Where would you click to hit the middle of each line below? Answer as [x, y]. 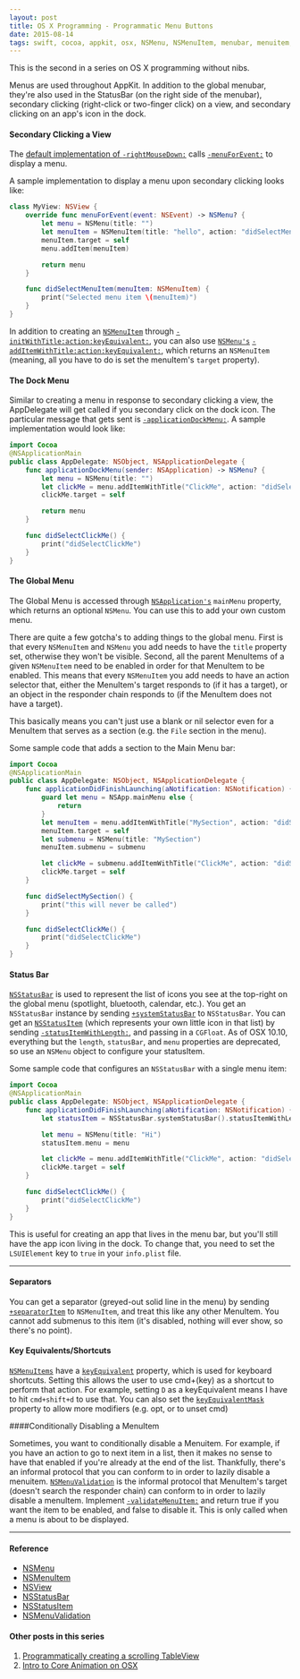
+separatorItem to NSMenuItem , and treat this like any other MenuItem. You [144, 1311]
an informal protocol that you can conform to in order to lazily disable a [140, 1471]
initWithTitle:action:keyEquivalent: [79, 341]
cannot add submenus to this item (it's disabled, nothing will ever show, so [146, 1320]
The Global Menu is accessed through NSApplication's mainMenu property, [146, 601]
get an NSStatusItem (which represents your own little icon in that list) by [142, 1023]
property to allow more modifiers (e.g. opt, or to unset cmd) [119, 1408]
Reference [29, 1548]
